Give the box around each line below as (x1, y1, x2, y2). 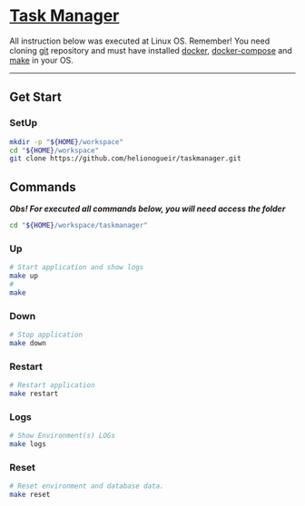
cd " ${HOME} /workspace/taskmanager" (9, 221, 148, 230)
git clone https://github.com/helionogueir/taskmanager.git (9, 154, 242, 163)
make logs (9, 440, 47, 449)
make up (9, 271, 39, 281)
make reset (9, 491, 51, 500)
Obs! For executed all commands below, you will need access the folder (9, 203, 286, 214)
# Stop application (9, 330, 84, 340)
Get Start (9, 90, 62, 105)
